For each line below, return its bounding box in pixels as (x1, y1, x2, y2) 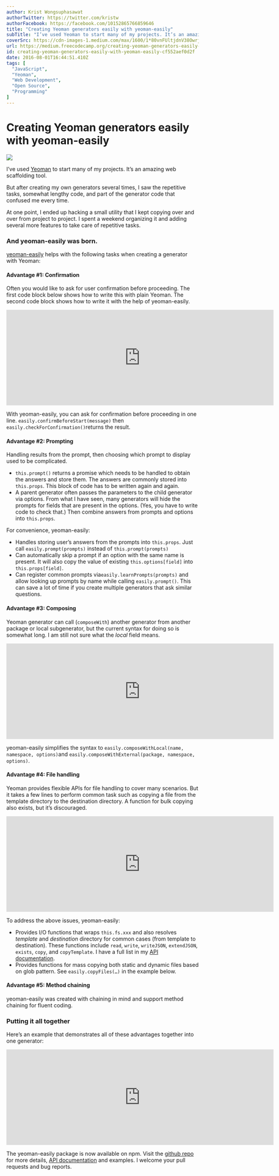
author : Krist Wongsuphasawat (6, 9, 84, 15)
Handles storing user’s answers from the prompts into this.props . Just (15, 539, 194, 546)
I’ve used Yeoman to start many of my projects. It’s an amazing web (6, 165, 176, 172)
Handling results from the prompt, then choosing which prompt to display (6, 451, 191, 459)
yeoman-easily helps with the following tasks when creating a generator (6, 250, 188, 257)
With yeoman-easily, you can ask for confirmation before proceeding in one (6, 410, 197, 418)
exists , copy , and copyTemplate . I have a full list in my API (15, 948, 159, 955)
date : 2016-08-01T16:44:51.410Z (6, 54, 89, 61)
